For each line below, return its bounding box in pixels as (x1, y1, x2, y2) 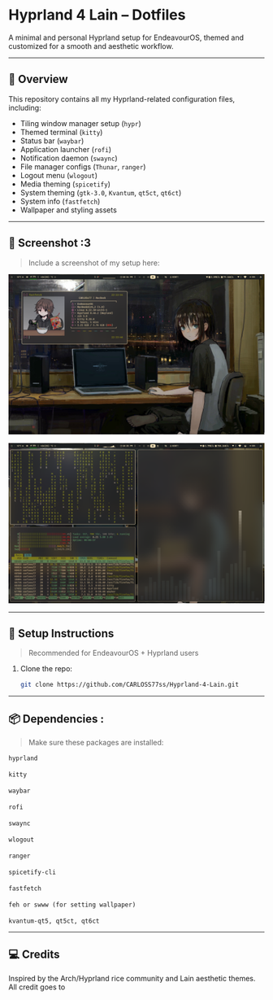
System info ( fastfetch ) (19, 196, 101, 206)
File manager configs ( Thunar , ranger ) (19, 161, 146, 172)
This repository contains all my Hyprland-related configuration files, (8, 94, 236, 103)
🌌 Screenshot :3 (8, 236, 91, 250)
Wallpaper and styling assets (19, 205, 118, 215)
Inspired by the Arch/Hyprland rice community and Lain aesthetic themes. (8, 973, 256, 983)
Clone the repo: (19, 664, 73, 674)
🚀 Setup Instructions (8, 627, 115, 640)
